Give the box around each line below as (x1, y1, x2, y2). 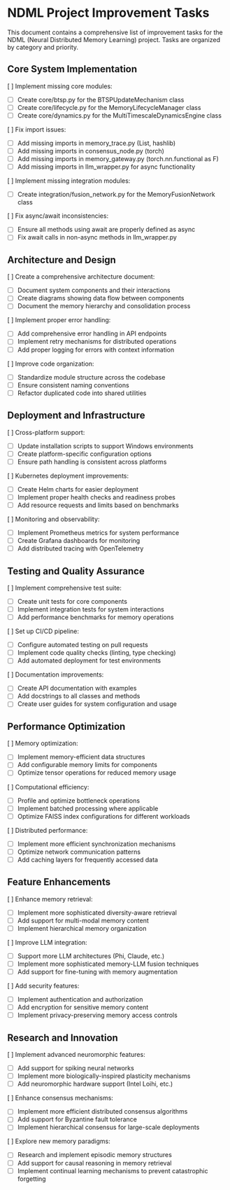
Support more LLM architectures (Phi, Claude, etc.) (17, 951, 165, 960)
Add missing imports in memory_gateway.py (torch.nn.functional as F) (17, 155, 219, 163)
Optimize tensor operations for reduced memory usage (17, 768, 177, 777)
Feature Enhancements (7, 876, 110, 888)
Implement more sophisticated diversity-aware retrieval (17, 908, 177, 917)
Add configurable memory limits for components (17, 761, 157, 769)
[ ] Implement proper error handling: (7, 316, 111, 324)
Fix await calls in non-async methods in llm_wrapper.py (17, 233, 177, 242)
